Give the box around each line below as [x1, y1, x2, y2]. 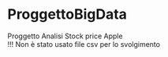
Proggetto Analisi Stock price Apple [7, 31, 123, 41]
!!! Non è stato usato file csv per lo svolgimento [7, 39, 161, 48]
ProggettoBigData [7, 5, 128, 23]
